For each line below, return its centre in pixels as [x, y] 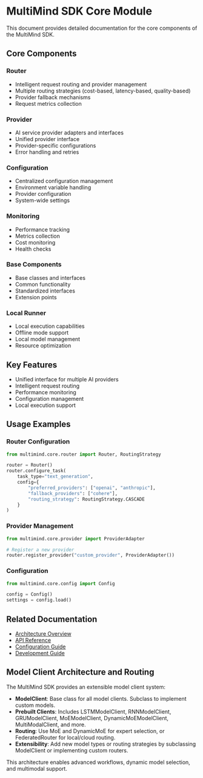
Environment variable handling [53, 187]
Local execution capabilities [50, 326]
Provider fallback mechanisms [53, 97]
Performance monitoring [46, 392]
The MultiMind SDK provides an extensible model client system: [86, 687]
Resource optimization [43, 346]
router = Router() [29, 465]
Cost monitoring [35, 242]
